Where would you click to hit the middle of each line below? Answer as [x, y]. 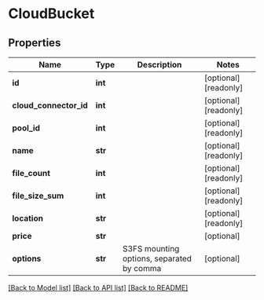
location [27, 218]
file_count [31, 173]
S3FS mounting [151, 249]
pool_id [26, 128]
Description [159, 65]
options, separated [157, 258]
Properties [35, 43]
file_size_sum [38, 196]
